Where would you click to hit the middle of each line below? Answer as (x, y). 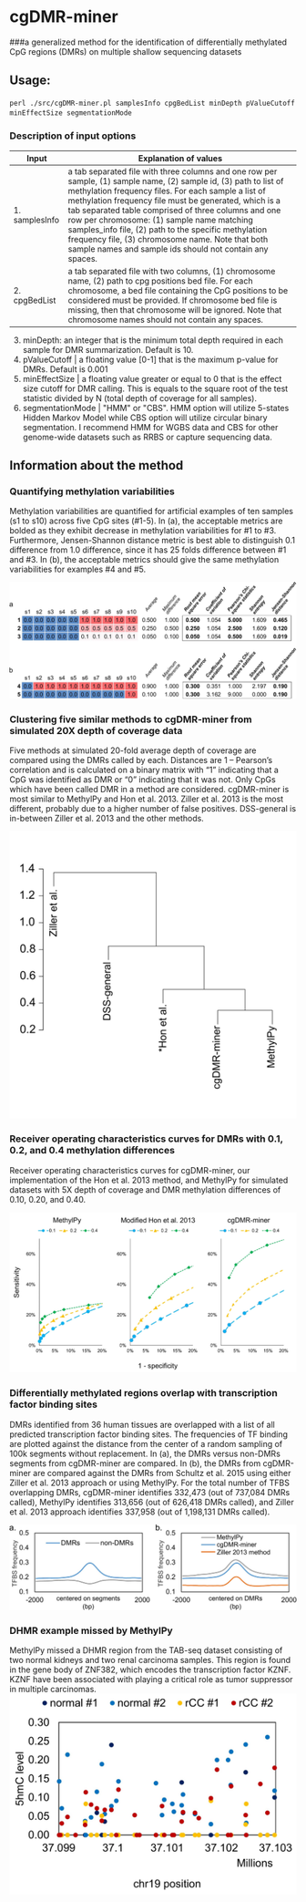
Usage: (31, 81)
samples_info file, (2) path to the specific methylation (167, 229)
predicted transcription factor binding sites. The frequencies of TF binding (149, 1434)
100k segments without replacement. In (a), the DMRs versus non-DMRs (145, 1453)
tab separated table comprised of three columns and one (174, 210)
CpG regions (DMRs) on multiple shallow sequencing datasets (126, 51)
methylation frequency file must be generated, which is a (174, 200)
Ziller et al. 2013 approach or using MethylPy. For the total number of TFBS (149, 1483)
